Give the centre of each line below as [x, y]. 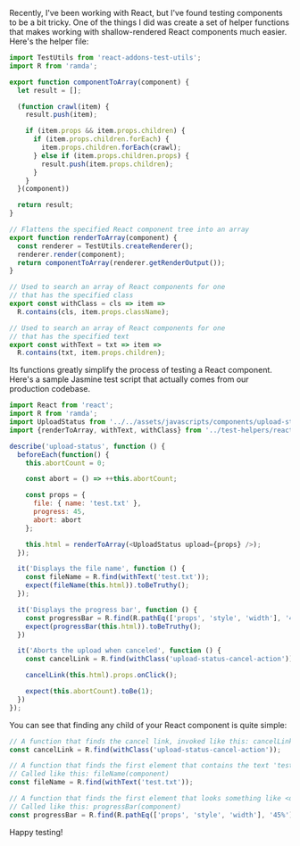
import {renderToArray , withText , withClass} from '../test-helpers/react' [153, 430]
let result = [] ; [50, 90]
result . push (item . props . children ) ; [108, 164]
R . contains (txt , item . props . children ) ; [92, 353]
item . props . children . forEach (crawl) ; [111, 147]
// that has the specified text [69, 336]
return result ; [46, 205]
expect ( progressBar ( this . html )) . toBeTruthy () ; [113, 626]
